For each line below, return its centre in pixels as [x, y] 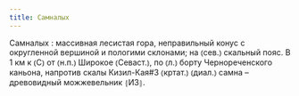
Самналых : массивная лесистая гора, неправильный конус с [127, 43]
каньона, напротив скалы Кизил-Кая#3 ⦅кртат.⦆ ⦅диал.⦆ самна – [129, 72]
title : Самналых [39, 17]
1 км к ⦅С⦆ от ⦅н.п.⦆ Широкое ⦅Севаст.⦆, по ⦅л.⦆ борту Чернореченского [141, 62]
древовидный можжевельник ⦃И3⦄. [77, 82]
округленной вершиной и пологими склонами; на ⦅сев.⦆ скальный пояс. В [150, 52]
